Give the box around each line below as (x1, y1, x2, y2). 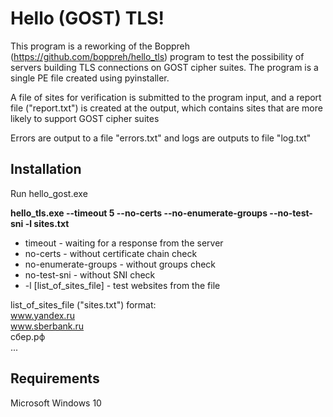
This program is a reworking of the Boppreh (10, 40, 191, 52)
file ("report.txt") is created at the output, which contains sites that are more (10, 102, 323, 114)
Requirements (10, 370, 100, 387)
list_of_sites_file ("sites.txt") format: (10, 298, 157, 311)
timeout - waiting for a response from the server (24, 237, 224, 249)
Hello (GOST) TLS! (10, 7, 165, 30)
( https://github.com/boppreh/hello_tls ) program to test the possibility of (10, 50, 305, 62)
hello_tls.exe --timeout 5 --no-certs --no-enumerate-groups (10, 207, 268, 219)
